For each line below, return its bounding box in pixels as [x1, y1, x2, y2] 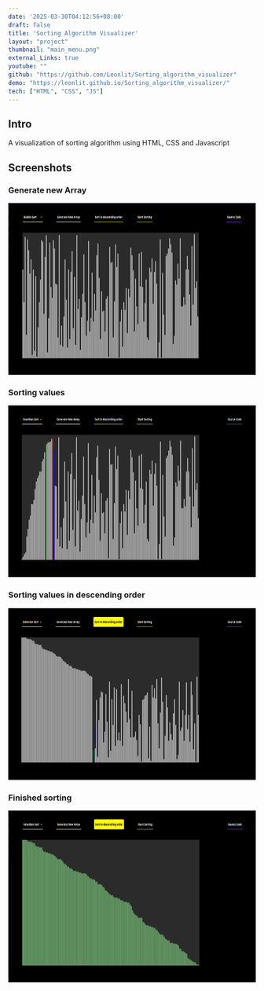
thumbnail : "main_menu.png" [8, 46, 101, 54]
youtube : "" [8, 63, 47, 71]
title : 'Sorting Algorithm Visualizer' [8, 29, 139, 37]
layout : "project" [8, 38, 68, 46]
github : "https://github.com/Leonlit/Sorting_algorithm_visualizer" [8, 71, 237, 79]
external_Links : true [8, 54, 79, 62]
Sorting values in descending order [8, 589, 145, 600]
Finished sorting [8, 792, 72, 803]
